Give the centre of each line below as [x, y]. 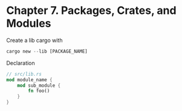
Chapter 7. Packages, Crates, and [91, 11]
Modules [29, 23]
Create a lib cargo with [34, 40]
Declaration [21, 63]
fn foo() [39, 91]
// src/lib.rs [24, 74]
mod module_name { [29, 79]
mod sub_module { [39, 86]
